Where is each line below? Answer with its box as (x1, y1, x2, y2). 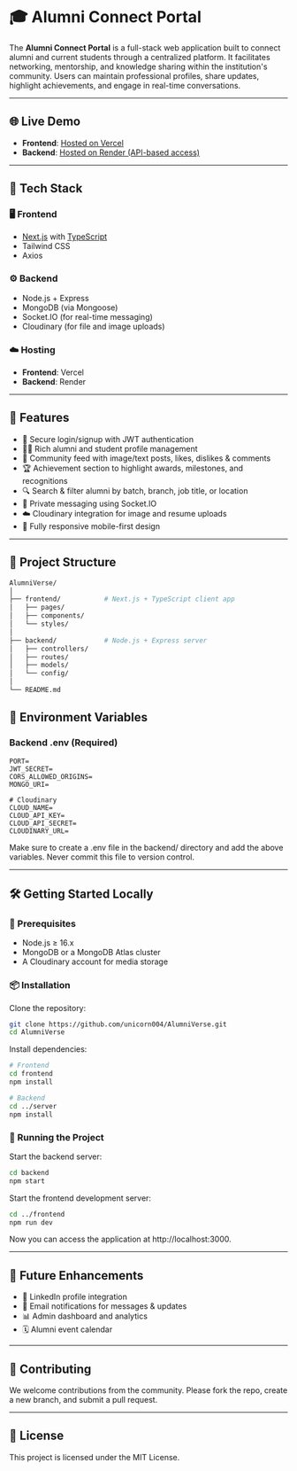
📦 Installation (9, 979, 71, 992)
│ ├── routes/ (9, 652, 69, 661)
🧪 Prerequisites (9, 917, 77, 930)
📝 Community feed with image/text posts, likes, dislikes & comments (21, 453, 271, 463)
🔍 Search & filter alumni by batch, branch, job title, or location (21, 485, 248, 496)
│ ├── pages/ (9, 603, 65, 612)
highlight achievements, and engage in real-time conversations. (9, 80, 241, 90)
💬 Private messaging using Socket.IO (21, 498, 157, 509)
